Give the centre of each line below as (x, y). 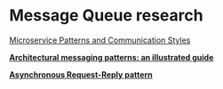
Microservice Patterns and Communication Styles (100, 40)
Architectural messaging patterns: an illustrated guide (111, 57)
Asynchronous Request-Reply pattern (81, 74)
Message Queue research (106, 16)
